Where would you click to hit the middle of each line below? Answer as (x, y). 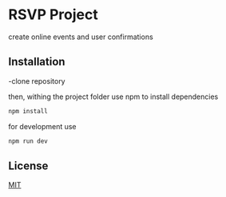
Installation (37, 62)
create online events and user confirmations (81, 37)
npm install (28, 111)
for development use (42, 126)
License (28, 165)
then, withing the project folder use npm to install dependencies (113, 97)
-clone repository (37, 81)
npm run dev (28, 141)
